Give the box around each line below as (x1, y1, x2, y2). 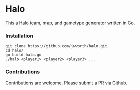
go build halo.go (5, 52, 42, 58)
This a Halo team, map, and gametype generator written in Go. (5, 20, 135, 26)
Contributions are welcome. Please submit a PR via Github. (5, 80, 128, 86)
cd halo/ (5, 48, 24, 53)
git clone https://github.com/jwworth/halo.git (5, 44, 108, 49)
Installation (5, 32, 34, 39)
